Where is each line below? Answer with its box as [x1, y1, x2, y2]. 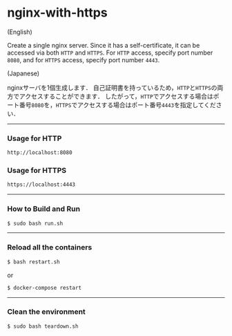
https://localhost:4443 [7, 181, 76, 188]
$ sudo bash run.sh [7, 220, 64, 227]
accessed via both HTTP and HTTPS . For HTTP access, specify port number [7, 48, 213, 57]
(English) [7, 28, 32, 36]
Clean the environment [7, 307, 86, 317]
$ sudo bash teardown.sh [7, 323, 79, 330]
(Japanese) [7, 69, 40, 77]
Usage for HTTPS [7, 166, 67, 176]
